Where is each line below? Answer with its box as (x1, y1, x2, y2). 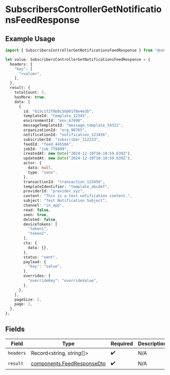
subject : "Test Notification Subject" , (23, 198, 108, 203)
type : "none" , (27, 170, 58, 175)
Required (110, 340, 133, 347)
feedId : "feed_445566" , (23, 142, 73, 147)
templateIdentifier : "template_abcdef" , (23, 184, 110, 189)
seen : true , (23, 212, 49, 217)
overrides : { (23, 273, 51, 279)
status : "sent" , (23, 255, 58, 260)
